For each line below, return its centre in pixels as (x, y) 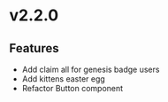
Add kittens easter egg (64, 79)
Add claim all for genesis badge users (91, 69)
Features (34, 48)
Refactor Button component (73, 88)
